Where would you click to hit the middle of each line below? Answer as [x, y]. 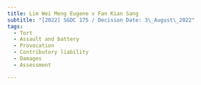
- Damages [28, 59]
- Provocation [34, 46]
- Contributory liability [51, 53]
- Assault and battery [46, 39]
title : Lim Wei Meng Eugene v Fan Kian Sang [73, 13]
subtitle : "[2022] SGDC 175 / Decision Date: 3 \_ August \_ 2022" [101, 20]
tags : [15, 26]
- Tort [23, 33]
